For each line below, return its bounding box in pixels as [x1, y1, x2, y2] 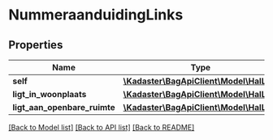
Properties [8, 38, 63, 52]
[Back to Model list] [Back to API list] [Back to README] [8, 123, 195, 132]
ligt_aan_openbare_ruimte [12, 102, 115, 112]
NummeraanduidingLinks [8, 6, 184, 24]
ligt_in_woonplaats [12, 89, 87, 100]
